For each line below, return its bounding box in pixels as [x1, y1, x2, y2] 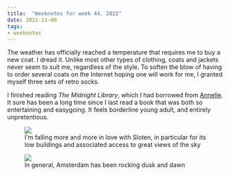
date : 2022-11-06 [7, 17, 57, 23]
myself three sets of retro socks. [7, 77, 100, 86]
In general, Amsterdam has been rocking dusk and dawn [24, 161, 185, 169]
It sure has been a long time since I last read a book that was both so [7, 98, 203, 107]
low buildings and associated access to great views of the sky [24, 141, 201, 149]
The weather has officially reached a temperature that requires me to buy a [7, 48, 221, 57]
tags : [7, 23, 23, 30]
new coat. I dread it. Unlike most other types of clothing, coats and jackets [7, 56, 219, 64]
